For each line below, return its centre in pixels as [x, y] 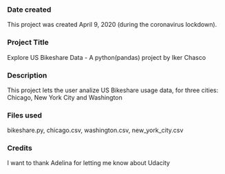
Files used [25, 115]
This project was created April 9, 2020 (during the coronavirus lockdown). [112, 25]
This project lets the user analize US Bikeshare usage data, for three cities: [113, 90]
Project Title [28, 43]
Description [27, 75]
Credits [20, 148]
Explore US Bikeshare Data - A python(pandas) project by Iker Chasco [107, 57]
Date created [29, 10]
